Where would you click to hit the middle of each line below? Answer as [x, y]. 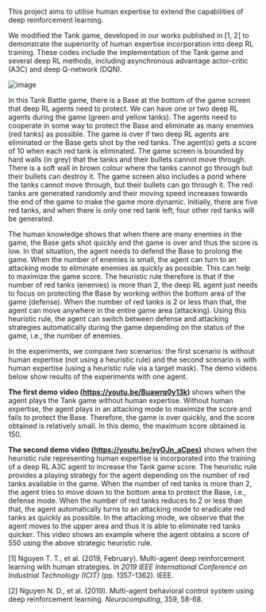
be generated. [31, 219]
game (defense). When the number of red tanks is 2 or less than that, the [127, 302]
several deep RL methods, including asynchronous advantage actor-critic [128, 61]
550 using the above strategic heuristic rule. [81, 543]
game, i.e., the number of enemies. [66, 335]
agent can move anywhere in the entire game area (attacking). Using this [127, 310]
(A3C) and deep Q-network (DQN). [66, 69]
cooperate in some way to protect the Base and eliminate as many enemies [131, 126]
